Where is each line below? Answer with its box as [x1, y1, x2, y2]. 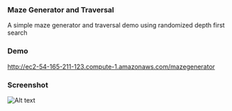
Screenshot [7, 80, 48, 90]
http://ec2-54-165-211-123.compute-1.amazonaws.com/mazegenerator [7, 62, 215, 71]
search [7, 28, 28, 37]
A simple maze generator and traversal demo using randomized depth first [7, 21, 225, 30]
